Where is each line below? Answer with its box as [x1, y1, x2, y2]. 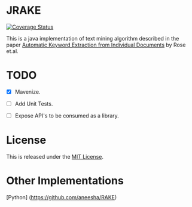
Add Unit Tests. [14, 100, 53, 107]
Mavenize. [14, 88, 41, 95]
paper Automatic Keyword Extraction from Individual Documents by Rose [6, 41, 186, 48]
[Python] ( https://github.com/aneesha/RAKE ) [6, 193, 117, 200]
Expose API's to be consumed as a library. [14, 112, 120, 119]
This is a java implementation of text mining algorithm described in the [6, 35, 179, 42]
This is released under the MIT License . [6, 153, 103, 160]
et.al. [6, 47, 19, 54]
